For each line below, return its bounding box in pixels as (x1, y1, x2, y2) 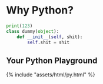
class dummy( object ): (6, 28, 59, 34)
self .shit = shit (27, 39, 69, 45)
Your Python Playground (6, 55, 98, 65)
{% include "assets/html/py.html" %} (6, 71, 95, 78)
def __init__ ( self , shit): (16, 33, 83, 40)
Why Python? (6, 4, 74, 17)
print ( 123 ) (6, 23, 33, 29)
